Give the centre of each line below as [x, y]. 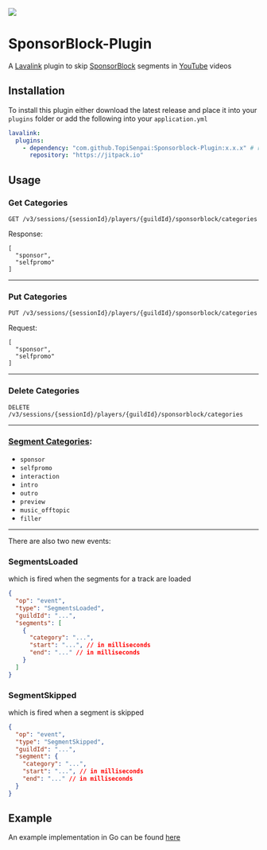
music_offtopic [45, 510]
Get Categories [38, 203]
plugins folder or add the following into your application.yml [108, 118]
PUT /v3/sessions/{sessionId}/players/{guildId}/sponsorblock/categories [133, 313]
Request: [23, 328]
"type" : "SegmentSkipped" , [60, 742]
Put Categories [38, 297]
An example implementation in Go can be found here [95, 837]
